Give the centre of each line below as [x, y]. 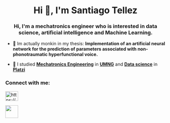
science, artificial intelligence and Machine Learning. [86, 33]
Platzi [19, 70]
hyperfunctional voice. [73, 54]
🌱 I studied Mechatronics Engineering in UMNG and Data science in [85, 64]
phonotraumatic [30, 54]
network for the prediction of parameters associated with [75, 49]
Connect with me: [28, 83]
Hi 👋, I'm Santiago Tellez [86, 10]
